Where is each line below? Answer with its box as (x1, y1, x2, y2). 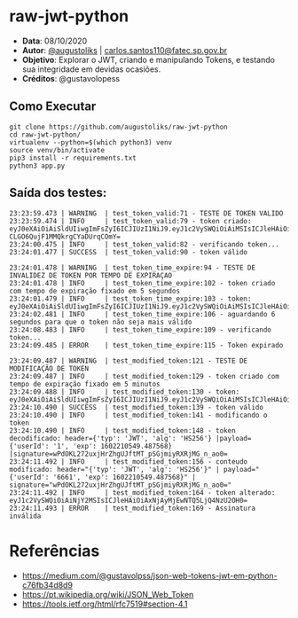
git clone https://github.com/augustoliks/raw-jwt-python (9, 122, 228, 131)
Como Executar (9, 99, 97, 114)
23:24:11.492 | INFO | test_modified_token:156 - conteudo (9, 457, 248, 466)
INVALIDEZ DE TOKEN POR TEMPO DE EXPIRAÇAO (9, 270, 173, 280)
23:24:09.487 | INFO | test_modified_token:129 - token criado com (9, 372, 279, 380)
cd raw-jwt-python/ (9, 130, 82, 139)
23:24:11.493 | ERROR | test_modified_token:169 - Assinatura (9, 504, 255, 512)
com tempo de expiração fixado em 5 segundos (9, 286, 180, 295)
